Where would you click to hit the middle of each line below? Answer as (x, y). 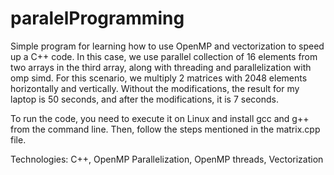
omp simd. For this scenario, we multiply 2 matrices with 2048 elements (159, 78)
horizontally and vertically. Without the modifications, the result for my (155, 88)
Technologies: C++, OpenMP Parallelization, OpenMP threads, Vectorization (167, 159)
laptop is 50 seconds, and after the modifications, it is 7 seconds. (144, 99)
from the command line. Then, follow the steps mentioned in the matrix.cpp (165, 129)
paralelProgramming (97, 18)
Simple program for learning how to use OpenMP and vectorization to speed (167, 46)
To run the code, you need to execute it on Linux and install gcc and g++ (160, 118)
